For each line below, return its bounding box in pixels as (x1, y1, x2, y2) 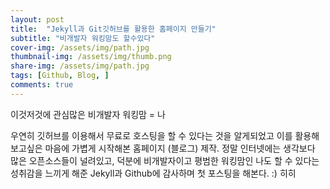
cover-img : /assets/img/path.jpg (10, 42, 150, 53)
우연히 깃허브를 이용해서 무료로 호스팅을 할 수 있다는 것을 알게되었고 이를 (10, 129, 293, 141)
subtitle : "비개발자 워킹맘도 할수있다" (10, 33, 156, 43)
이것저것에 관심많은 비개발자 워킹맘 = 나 (10, 108, 166, 120)
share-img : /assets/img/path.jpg (10, 61, 150, 71)
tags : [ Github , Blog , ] (10, 71, 110, 81)
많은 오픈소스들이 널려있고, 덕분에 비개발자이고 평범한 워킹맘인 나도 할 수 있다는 (10, 154, 320, 166)
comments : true (10, 80, 74, 90)
